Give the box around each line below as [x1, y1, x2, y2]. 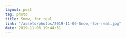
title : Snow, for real [5, 16, 52, 21]
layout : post [5, 7, 32, 12]
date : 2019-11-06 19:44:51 [5, 26, 61, 31]
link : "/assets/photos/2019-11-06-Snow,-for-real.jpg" [5, 21, 122, 26]
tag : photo [5, 12, 28, 17]
